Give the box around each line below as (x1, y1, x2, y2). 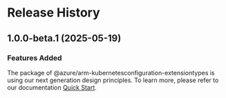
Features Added (7, 53, 62, 63)
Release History (7, 5, 100, 21)
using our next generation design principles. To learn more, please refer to (7, 76, 219, 84)
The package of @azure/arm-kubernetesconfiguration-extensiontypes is (7, 68, 215, 77)
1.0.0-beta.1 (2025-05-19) (7, 32, 122, 44)
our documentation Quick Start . (7, 83, 97, 91)
